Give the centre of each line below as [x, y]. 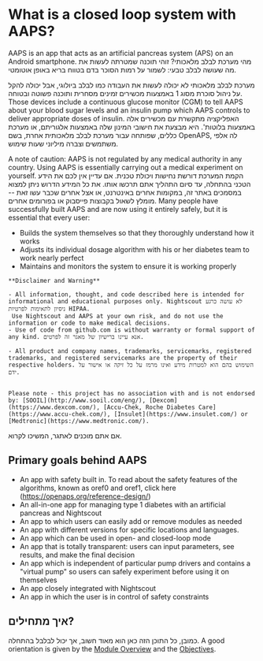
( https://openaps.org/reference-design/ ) [85, 496]
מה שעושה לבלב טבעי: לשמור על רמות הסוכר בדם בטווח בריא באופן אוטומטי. [122, 69]
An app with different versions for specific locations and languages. [129, 529]
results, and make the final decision [77, 555]
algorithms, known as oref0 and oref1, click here [98, 488]
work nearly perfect [52, 258]
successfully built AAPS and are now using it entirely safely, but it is [118, 209]
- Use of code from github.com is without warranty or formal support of [132, 330]
